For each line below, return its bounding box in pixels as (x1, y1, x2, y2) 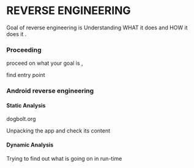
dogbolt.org (6, 115, 36, 123)
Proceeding (6, 45, 42, 54)
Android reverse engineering (6, 87, 94, 95)
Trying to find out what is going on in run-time (6, 155, 122, 162)
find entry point (6, 71, 45, 79)
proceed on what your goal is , (6, 59, 84, 67)
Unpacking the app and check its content (6, 127, 111, 134)
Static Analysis (6, 101, 46, 109)
